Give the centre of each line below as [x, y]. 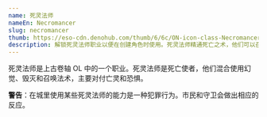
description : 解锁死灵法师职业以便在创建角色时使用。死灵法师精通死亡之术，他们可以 [132, 45]
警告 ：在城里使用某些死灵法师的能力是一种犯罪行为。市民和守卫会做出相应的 [133, 95]
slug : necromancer [39, 30]
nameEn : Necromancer [43, 23]
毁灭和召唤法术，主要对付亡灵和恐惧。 [85, 78]
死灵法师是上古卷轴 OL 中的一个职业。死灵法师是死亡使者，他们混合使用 [126, 69]
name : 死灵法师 [31, 15]
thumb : [19, 38]
